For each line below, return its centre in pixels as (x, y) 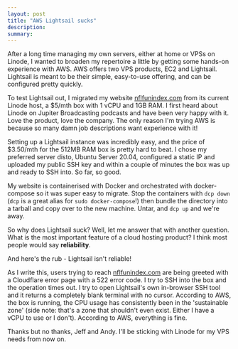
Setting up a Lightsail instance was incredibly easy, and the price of (106, 142)
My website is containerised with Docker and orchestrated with (100, 186)
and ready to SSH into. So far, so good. (65, 172)
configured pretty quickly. (45, 84)
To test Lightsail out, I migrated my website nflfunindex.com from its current (118, 98)
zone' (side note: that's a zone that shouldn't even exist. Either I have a (111, 311)
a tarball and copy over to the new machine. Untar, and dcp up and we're (114, 209)
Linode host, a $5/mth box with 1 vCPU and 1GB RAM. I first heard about (113, 106)
